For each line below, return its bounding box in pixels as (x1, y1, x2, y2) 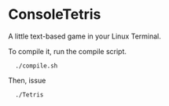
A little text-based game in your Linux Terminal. (8, 31, 161, 41)
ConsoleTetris (8, 5, 101, 24)
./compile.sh (15, 61, 58, 70)
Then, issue (8, 75, 46, 85)
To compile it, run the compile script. (8, 46, 127, 56)
